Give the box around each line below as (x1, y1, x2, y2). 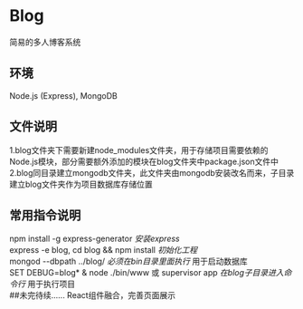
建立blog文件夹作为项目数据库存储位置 (9, 179, 153, 189)
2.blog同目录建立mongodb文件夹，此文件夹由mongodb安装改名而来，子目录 (9, 167, 295, 178)
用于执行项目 (26, 278, 75, 290)
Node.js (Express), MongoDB (9, 90, 118, 101)
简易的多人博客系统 (9, 36, 81, 47)
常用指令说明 (9, 208, 81, 223)
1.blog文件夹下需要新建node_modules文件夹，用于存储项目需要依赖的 (9, 144, 269, 155)
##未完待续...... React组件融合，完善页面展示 (9, 290, 176, 301)
